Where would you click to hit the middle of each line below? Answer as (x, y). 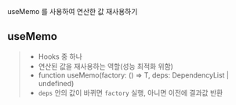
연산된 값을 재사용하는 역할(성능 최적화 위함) (106, 66)
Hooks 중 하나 (60, 56)
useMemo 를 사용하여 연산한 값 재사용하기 (73, 11)
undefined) (56, 83)
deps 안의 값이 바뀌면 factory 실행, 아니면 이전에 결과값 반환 (131, 92)
